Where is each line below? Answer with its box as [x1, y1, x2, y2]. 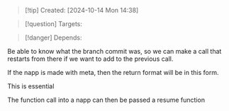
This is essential [7, 82, 55, 90]
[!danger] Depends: [24, 33, 82, 42]
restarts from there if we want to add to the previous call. [7, 54, 174, 63]
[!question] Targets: [24, 20, 83, 28]
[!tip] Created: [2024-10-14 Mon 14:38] [24, 6, 139, 14]
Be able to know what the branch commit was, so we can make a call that [7, 47, 222, 55]
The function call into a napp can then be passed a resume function [7, 95, 206, 104]
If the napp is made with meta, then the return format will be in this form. [7, 69, 219, 76]
